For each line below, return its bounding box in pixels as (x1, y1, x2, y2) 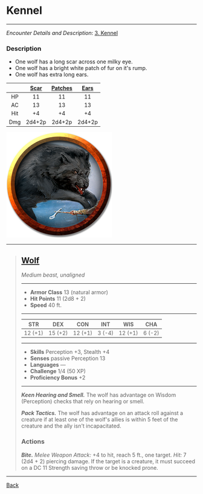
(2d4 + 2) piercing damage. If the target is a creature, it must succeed (21, 457, 195, 465)
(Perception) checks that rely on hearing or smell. (21, 398, 145, 405)
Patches (51, 84, 72, 91)
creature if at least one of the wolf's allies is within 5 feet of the (21, 416, 178, 423)
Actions (21, 437, 45, 446)
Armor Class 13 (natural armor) (30, 289, 109, 296)
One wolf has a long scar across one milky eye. (14, 58, 133, 65)
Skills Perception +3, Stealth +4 (30, 348, 110, 356)
